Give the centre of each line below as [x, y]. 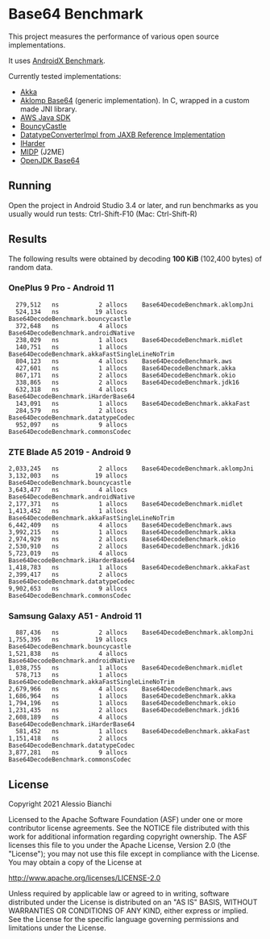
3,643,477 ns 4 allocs [68, 490]
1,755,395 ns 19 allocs [68, 640]
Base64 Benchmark [76, 14]
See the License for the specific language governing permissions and [124, 920]
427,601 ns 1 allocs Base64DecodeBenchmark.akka [126, 368]
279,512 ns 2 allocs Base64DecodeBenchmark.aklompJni [135, 305]
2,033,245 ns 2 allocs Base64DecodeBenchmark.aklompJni [131, 469]
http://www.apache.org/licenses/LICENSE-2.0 [85, 878]
